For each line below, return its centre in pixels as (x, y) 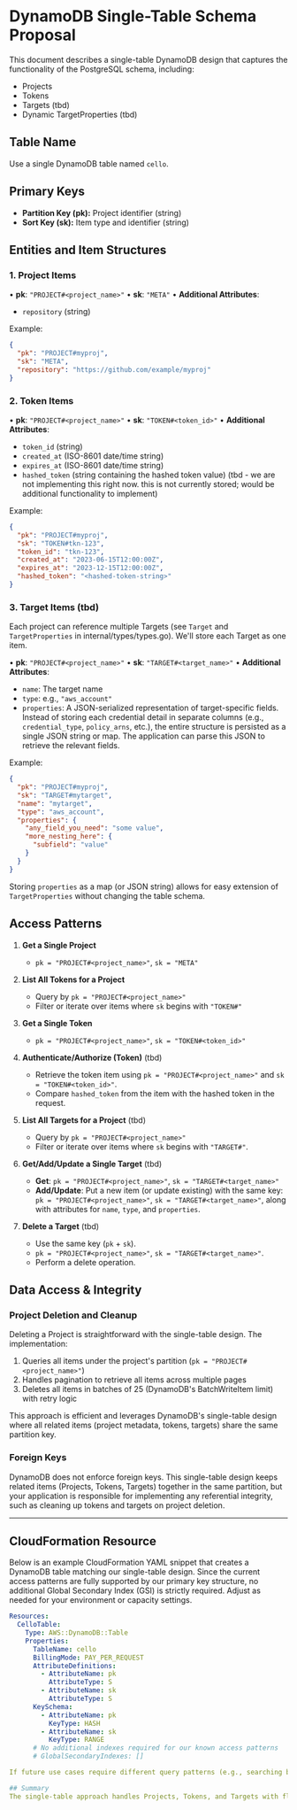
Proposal (43, 35)
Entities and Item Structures (88, 250)
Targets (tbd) (46, 104)
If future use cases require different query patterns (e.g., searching (146, 1773)
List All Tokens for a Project (73, 979)
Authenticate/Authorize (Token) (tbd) (92, 1057)
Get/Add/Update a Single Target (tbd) (92, 1164)
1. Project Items (43, 275)
